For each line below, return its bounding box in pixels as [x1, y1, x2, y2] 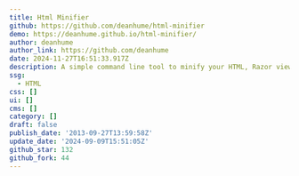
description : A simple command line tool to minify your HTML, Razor [9, 63, 273, 72]
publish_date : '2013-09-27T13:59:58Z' [9, 129, 153, 138]
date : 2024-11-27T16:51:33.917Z [9, 54, 129, 63]
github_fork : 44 [9, 153, 69, 163]
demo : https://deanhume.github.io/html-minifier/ [9, 29, 198, 38]
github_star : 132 [9, 145, 74, 154]
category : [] [9, 112, 58, 121]
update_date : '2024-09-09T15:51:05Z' [9, 137, 149, 146]
